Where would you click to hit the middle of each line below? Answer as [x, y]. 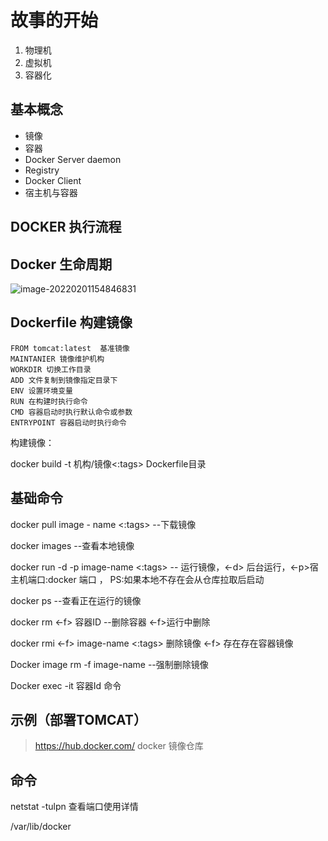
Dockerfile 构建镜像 [71, 322]
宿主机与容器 [51, 192]
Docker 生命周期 [61, 264]
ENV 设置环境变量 [41, 391]
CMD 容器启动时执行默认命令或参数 [71, 412]
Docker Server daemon [73, 159]
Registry [42, 170]
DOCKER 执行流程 [66, 227]
